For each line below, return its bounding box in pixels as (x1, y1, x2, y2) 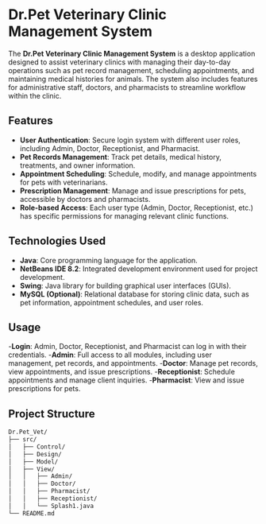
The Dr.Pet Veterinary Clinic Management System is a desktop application (8, 49, 256, 58)
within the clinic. (8, 91, 62, 100)
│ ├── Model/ (8, 457, 59, 466)
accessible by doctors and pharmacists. (19, 194, 151, 204)
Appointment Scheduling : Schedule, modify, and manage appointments (19, 169, 257, 178)
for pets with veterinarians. (19, 177, 108, 187)
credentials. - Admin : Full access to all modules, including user (8, 350, 212, 359)
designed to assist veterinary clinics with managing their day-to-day (8, 57, 231, 67)
